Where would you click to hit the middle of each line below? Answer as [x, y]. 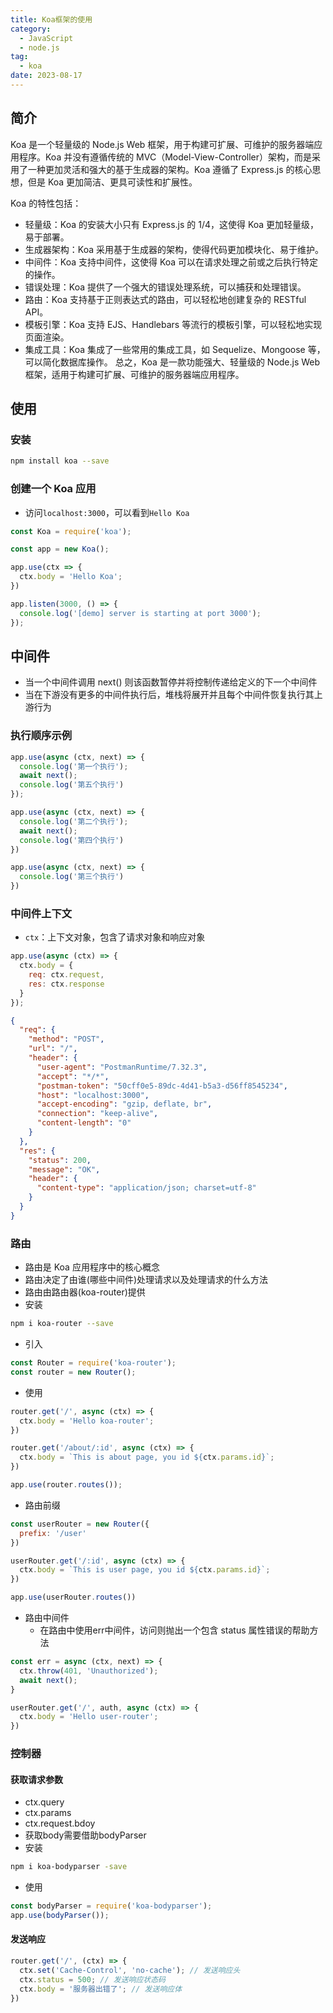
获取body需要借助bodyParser [85, 1835]
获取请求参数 [36, 1779]
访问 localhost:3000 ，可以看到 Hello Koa [107, 512]
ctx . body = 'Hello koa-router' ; [87, 1421]
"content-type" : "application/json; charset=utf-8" [146, 1188]
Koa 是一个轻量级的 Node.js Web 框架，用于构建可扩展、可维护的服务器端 [162, 144]
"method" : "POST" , [66, 1039]
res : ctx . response [66, 984]
